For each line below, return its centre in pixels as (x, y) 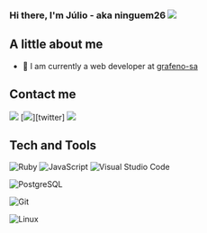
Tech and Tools (53, 145)
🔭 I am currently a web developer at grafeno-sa (110, 66)
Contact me (43, 94)
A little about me (56, 45)
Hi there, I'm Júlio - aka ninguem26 (88, 15)
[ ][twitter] (43, 117)
